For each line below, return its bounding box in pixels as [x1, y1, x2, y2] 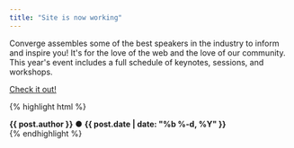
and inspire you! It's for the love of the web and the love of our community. [9, 47, 286, 58]
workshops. [9, 66, 53, 77]
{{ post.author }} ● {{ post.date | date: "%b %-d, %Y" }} [9, 118, 227, 129]
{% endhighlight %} [9, 127, 83, 139]
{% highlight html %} [9, 100, 87, 112]
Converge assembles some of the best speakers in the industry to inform [9, 38, 280, 48]
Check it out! [9, 83, 57, 94]
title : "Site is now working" [9, 13, 123, 22]
